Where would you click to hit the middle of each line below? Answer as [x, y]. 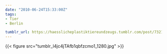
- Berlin [14, 23]
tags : [11, 14]
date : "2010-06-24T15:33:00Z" [37, 10]
